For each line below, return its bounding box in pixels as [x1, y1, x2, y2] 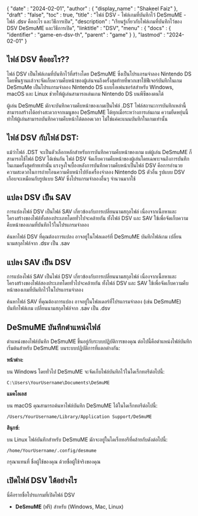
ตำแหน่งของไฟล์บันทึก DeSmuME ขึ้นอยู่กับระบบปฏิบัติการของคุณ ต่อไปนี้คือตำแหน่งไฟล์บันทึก [6, 338, 192, 345]
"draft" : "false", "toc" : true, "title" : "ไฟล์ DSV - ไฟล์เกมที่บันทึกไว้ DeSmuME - [6, 11, 186, 18]
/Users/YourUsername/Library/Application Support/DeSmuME [6, 414, 152, 420]
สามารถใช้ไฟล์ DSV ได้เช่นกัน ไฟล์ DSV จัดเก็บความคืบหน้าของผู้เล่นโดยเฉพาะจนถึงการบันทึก [6, 155, 190, 162]
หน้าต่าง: [6, 357, 24, 364]
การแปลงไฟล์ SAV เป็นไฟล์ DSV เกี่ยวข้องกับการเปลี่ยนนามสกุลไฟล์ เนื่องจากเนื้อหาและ [6, 273, 177, 280]
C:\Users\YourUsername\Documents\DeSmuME [6, 380, 110, 386]
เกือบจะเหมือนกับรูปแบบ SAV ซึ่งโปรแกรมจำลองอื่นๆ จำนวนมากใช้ [6, 175, 136, 182]
